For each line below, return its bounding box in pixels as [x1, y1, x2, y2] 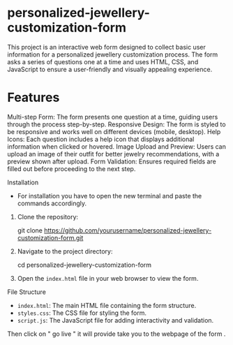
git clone [17, 226, 43, 235]
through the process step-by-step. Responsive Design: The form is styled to [7, 120, 226, 129]
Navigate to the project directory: [17, 247, 113, 256]
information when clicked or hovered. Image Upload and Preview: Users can [7, 142, 227, 151]
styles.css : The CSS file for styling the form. [17, 309, 147, 317]
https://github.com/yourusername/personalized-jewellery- [44, 226, 212, 235]
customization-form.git [17, 233, 84, 242]
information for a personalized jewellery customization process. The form [7, 50, 218, 59]
